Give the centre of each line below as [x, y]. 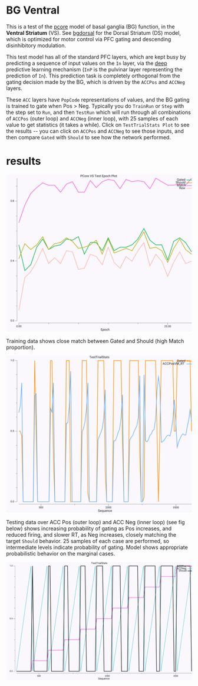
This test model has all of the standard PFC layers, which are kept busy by [96, 57]
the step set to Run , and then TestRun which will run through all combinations [99, 112]
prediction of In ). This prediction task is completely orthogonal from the [93, 76]
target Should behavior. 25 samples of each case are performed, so [88, 541]
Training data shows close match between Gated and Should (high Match [95, 341]
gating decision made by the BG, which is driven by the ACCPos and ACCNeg [96, 82]
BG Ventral [33, 10]
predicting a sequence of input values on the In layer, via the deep [87, 63]
